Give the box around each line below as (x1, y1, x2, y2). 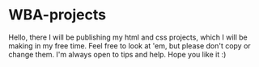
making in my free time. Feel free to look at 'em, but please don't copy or (8, 40, 251, 50)
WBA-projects (8, 6, 107, 24)
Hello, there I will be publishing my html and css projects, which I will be (8, 32, 248, 42)
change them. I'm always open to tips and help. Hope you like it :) (8, 49, 227, 59)
